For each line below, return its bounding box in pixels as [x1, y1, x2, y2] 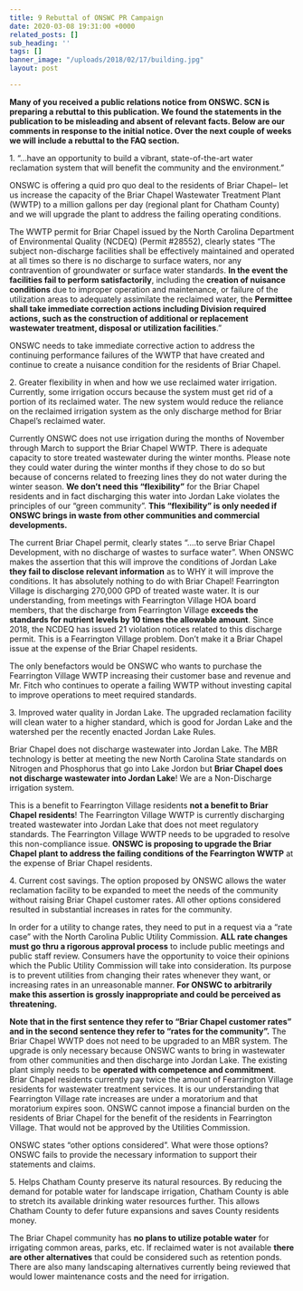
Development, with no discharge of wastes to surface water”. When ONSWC [9, 546, 294, 557]
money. [9, 1215, 38, 1226]
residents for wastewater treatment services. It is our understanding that [9, 1084, 279, 1094]
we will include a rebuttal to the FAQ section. [9, 135, 180, 146]
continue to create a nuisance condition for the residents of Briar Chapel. [9, 359, 281, 370]
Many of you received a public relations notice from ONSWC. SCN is [9, 96, 270, 107]
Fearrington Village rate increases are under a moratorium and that [9, 1093, 258, 1103]
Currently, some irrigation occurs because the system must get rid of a [9, 386, 274, 397]
